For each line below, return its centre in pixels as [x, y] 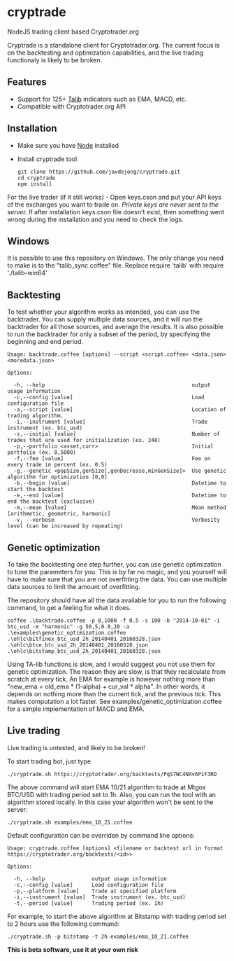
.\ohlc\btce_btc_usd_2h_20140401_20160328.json [78, 645]
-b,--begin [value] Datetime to [120, 483]
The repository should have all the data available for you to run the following [117, 600]
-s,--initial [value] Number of [117, 434]
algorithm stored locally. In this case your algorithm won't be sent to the [110, 802]
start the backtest [36, 490]
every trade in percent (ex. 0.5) [58, 465]
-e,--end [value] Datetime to [120, 496]
